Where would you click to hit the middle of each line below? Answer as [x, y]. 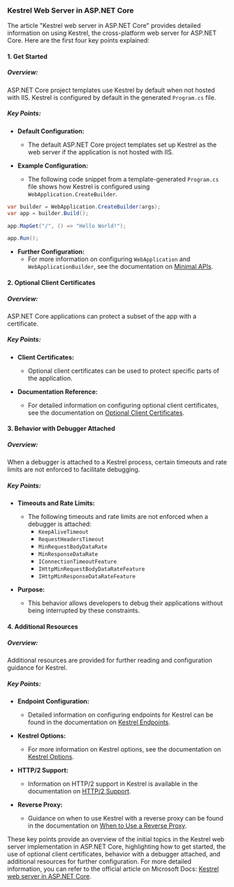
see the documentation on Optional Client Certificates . [106, 412]
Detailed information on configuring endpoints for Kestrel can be [120, 714]
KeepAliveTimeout [63, 532]
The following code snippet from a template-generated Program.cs [123, 179]
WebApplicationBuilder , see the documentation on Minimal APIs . [120, 267]
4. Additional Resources [43, 626]
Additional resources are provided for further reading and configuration [110, 660]
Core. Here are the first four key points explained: [79, 41]
